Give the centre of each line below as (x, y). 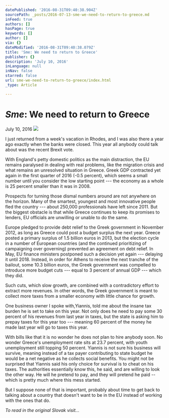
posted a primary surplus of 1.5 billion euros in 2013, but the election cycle (82, 238)
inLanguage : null (23, 66)
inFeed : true (19, 19)
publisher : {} (20, 57)
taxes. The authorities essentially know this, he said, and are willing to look (82, 369)
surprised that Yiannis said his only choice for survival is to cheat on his (79, 363)
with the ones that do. (28, 400)
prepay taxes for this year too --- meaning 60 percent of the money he (78, 322)
